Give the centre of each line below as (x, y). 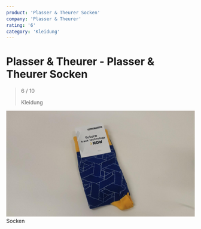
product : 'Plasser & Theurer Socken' (53, 13)
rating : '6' (21, 25)
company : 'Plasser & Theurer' (44, 19)
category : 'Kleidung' (33, 32)
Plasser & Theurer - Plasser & (80, 62)
